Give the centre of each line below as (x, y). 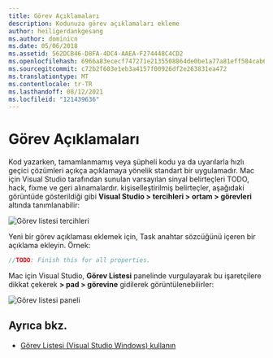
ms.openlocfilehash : (43, 62)
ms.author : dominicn (43, 39)
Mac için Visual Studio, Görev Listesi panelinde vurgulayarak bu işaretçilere (135, 276)
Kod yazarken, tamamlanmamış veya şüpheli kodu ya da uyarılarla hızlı (126, 162)
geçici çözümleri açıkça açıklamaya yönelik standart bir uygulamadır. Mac (132, 171)
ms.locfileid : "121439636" (54, 99)
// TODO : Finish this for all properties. (80, 260)
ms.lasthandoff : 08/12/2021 (56, 92)
